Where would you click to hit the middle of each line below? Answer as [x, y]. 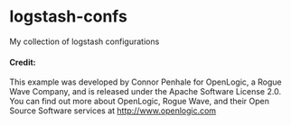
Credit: [23, 62]
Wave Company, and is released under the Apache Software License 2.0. [145, 92]
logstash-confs [69, 17]
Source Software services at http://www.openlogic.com [113, 111]
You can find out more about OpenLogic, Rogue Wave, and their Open [139, 102]
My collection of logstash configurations [84, 41]
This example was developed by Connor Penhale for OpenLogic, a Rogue [145, 82]
